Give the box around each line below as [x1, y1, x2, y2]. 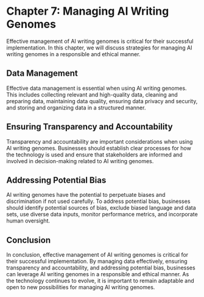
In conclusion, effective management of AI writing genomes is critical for [6, 251, 189, 258]
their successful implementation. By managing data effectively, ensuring [6, 258, 188, 265]
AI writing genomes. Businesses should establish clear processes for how [6, 144, 192, 152]
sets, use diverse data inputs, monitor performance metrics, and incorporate [6, 211, 198, 218]
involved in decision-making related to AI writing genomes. [6, 157, 154, 164]
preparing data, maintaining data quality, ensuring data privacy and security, [6, 97, 198, 105]
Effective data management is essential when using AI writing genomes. [6, 84, 187, 92]
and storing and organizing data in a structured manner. [6, 104, 146, 111]
